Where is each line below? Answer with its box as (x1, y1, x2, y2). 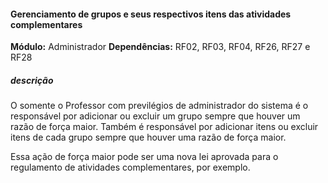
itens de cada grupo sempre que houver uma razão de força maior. (10, 131, 287, 144)
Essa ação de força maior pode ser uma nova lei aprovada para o (10, 151, 279, 163)
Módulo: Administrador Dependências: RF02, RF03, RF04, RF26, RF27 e (10, 41, 311, 53)
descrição (10, 74, 54, 86)
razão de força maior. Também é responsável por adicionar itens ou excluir (10, 121, 319, 133)
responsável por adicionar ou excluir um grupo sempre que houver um (10, 110, 301, 122)
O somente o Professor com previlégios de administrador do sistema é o (10, 100, 309, 112)
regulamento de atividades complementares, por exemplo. (10, 161, 251, 174)
